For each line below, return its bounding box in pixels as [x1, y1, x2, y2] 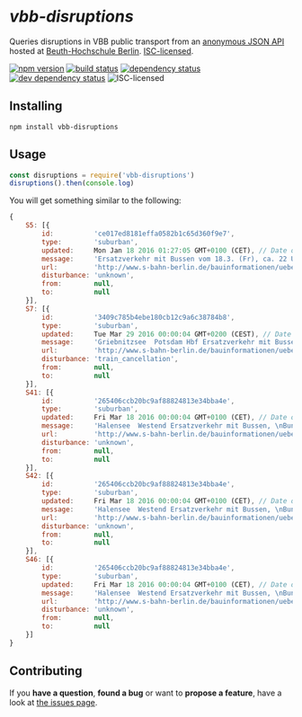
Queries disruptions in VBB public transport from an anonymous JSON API [9, 36, 285, 47]
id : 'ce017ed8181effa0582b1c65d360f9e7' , [41, 229, 235, 239]
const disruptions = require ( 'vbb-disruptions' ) [9, 171, 195, 180]
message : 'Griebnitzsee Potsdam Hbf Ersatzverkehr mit [41, 338, 271, 347]
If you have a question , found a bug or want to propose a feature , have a [9, 687, 282, 698]
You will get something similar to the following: [9, 195, 182, 206]
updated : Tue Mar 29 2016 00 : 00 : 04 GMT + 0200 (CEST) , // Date [41, 330, 292, 339]
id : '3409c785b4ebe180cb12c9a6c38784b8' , [41, 313, 235, 322]
